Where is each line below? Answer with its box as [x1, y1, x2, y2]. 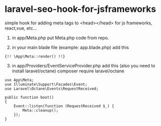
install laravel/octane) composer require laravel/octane [11, 68, 125, 74]
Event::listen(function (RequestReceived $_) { [13, 103, 114, 109]
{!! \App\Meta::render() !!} [4, 54, 65, 59]
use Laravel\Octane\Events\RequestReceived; [4, 86, 99, 91]
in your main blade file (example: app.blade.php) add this [11, 44, 129, 50]
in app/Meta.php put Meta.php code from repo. [11, 35, 109, 41]
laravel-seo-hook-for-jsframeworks [4, 3, 157, 15]
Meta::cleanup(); [22, 108, 58, 113]
